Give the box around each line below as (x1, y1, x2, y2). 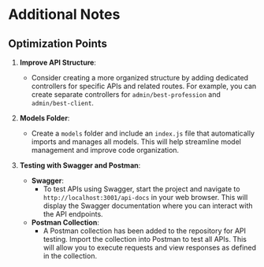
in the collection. (43, 251, 97, 261)
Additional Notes (8, 6, 121, 24)
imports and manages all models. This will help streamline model (31, 137, 242, 146)
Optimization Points (8, 37, 108, 50)
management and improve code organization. (31, 146, 180, 154)
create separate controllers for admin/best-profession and (31, 90, 221, 99)
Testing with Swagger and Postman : (19, 161, 141, 170)
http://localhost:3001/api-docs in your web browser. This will (43, 193, 248, 202)
